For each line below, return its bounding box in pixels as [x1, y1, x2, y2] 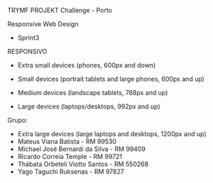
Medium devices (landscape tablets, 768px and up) [17, 89, 168, 96]
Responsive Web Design [7, 20, 79, 28]
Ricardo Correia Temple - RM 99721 [17, 152, 123, 160]
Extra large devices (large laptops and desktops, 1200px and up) [17, 130, 207, 138]
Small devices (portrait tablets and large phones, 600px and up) [17, 74, 204, 83]
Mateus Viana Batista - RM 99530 [17, 138, 117, 145]
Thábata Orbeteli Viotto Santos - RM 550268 [17, 160, 149, 168]
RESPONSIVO [7, 48, 48, 55]
